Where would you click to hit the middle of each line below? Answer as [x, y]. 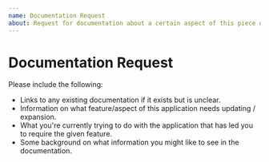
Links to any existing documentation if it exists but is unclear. [120, 100]
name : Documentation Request [57, 16]
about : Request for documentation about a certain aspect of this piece [132, 23]
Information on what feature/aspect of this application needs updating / [138, 109]
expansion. [38, 117]
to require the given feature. [66, 134]
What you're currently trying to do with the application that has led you [137, 125]
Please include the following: [56, 85]
